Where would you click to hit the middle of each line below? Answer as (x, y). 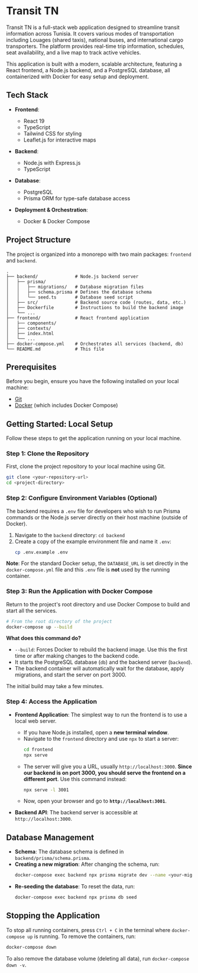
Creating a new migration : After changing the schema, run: (87, 864)
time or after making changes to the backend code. (77, 656)
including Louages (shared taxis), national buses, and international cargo (95, 40)
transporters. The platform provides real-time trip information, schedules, (95, 46)
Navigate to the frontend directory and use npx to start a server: (101, 738)
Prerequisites (31, 367)
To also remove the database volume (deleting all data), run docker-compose (98, 958)
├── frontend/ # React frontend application (78, 318)
